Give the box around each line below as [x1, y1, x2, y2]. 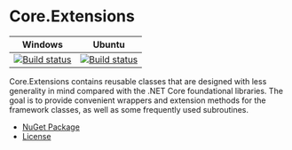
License [21, 130, 51, 141]
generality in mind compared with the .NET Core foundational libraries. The [9, 85, 284, 96]
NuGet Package [21, 122, 80, 132]
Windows [21, 38, 64, 51]
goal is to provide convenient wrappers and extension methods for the [9, 95, 266, 106]
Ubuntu [92, 38, 126, 51]
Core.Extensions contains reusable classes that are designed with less [9, 75, 267, 86]
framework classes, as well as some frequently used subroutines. [9, 104, 249, 114]
